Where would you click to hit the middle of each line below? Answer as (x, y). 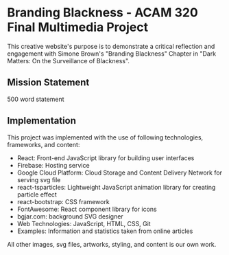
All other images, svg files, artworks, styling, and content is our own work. (112, 244)
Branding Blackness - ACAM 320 (103, 13)
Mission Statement (48, 83)
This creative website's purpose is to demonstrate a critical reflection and (111, 46)
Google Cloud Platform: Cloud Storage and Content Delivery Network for (120, 173)
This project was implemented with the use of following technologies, (105, 137)
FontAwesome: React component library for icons (87, 209)
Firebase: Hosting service (53, 165)
